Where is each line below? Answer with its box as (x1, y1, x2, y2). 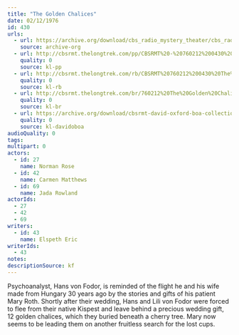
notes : (7, 256, 27, 263)
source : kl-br (20, 103, 62, 110)
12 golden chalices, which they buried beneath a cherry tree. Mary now (7, 311, 216, 321)
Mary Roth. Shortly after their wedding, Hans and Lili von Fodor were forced (7, 297, 229, 305)
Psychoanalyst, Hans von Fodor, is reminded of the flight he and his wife (7, 282, 220, 290)
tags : (7, 136, 23, 143)
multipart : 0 (7, 143, 46, 150)
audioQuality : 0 (7, 130, 55, 137)
